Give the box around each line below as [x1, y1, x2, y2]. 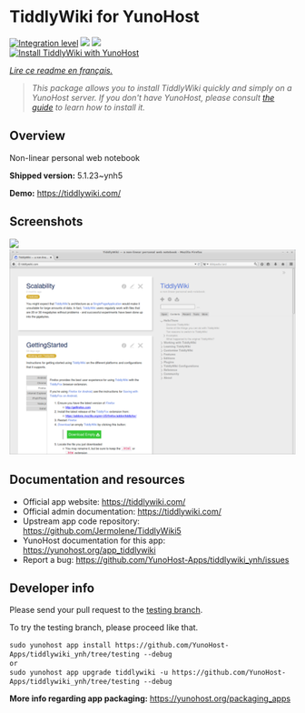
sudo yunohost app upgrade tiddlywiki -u [9, 668, 169, 678]
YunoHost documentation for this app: [22, 535, 166, 546]
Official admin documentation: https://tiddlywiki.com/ [22, 506, 222, 517]
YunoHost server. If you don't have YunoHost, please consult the [31, 92, 275, 103]
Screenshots [9, 214, 84, 229]
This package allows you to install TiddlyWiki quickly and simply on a [31, 82, 292, 93]
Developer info [9, 580, 95, 597]
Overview [9, 128, 66, 144]
